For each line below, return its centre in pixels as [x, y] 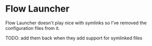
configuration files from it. [33, 28]
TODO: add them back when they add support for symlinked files [74, 38]
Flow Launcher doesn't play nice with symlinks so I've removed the [76, 23]
